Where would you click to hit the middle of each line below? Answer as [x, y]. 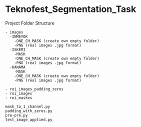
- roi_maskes [19, 98]
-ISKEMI [18, 49]
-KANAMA [18, 67]
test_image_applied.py [29, 119]
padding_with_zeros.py [29, 111]
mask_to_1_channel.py [28, 106]
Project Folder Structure [30, 23]
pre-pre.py [16, 115]
